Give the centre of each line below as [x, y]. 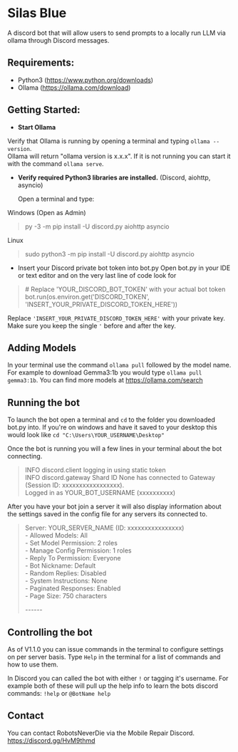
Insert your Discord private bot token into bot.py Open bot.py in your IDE [124, 268]
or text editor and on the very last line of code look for [97, 275]
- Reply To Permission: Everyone [73, 558]
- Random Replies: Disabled [66, 573]
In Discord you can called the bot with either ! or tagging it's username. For [118, 678]
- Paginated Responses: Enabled [73, 588]
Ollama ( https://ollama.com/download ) [74, 88]
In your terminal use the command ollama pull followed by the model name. [119, 365]
